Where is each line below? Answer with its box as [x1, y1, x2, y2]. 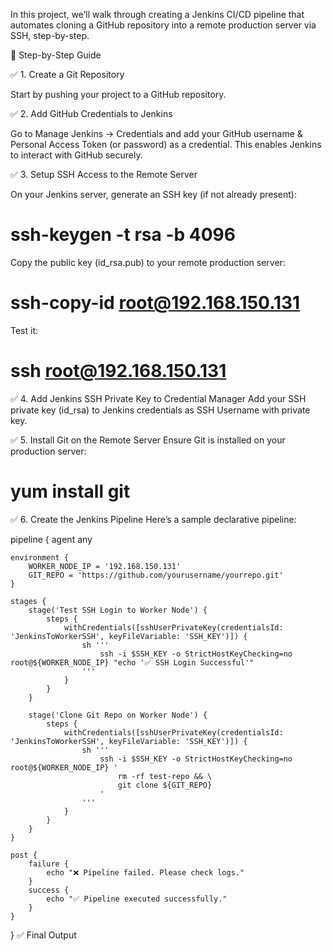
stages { [10, 596, 47, 606]
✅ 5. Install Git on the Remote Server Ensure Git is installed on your [10, 434, 286, 446]
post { [10, 850, 38, 860]
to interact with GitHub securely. [10, 149, 143, 161]
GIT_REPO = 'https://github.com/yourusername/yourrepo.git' [28, 570, 284, 580]
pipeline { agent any [10, 533, 93, 545]
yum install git [10, 480, 131, 503]
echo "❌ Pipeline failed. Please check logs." [46, 867, 245, 878]
